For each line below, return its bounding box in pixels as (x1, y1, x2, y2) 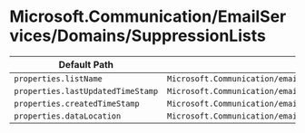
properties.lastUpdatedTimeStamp (14, 86, 159, 96)
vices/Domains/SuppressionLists (9, 25, 266, 46)
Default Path (58, 58, 114, 71)
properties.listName (14, 73, 103, 83)
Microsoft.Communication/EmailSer (9, 6, 287, 27)
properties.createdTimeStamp (14, 98, 140, 109)
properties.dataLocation (14, 110, 122, 121)
